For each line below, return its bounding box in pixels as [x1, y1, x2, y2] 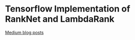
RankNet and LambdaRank [5, 13, 115, 25]
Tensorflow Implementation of [5, 3, 131, 14]
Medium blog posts [5, 29, 44, 35]
